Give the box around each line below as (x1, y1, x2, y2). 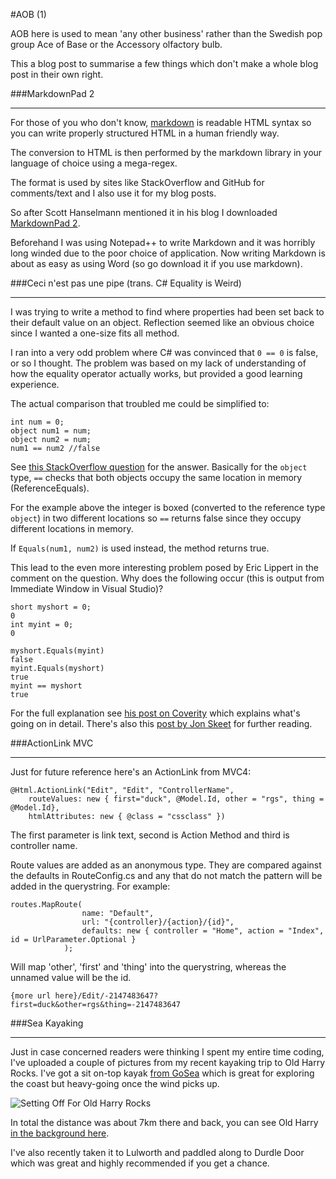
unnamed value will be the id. (10, 972, 132, 983)
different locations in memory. (10, 523, 134, 534)
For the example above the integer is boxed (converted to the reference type (10, 502, 326, 513)
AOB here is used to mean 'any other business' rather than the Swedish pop (10, 28, 323, 39)
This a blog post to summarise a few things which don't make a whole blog (10, 58, 319, 69)
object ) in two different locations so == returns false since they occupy (10, 512, 302, 524)
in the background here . (10, 1127, 110, 1139)
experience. (10, 379, 60, 390)
